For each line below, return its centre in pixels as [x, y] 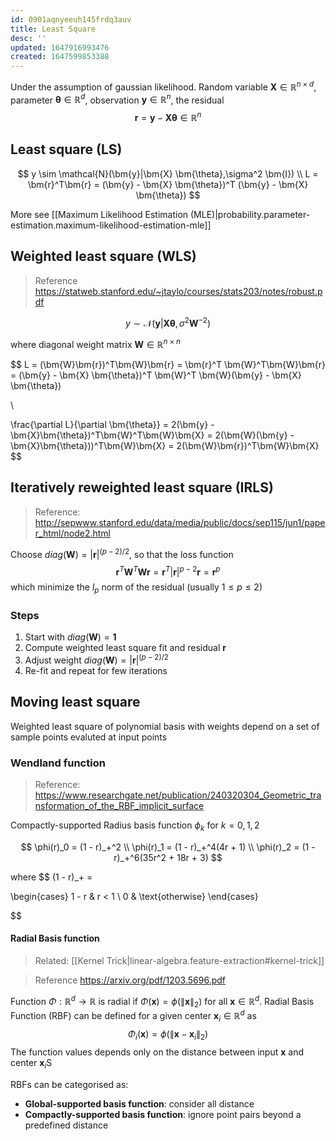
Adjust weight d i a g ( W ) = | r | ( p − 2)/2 [96, 659]
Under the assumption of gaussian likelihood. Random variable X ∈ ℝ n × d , [163, 86]
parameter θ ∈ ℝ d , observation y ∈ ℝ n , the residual [117, 99]
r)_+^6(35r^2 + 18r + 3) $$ [168, 857]
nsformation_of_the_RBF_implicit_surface [119, 806]
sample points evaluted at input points [89, 737]
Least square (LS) [66, 149]
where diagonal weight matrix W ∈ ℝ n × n [95, 344]
